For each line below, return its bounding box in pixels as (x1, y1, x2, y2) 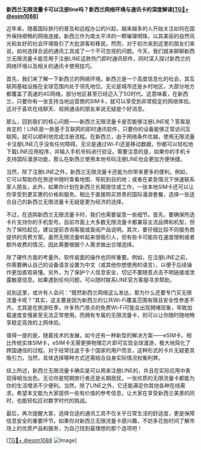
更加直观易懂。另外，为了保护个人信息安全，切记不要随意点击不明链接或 (11, 269, 190, 275)
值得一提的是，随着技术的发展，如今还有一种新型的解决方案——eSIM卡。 (6, 332, 187, 338)
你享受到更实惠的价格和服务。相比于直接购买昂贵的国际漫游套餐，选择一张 (6, 191, 190, 197)
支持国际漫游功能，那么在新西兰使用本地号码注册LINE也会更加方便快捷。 (6, 155, 185, 163)
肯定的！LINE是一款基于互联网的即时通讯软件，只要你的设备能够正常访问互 (6, 125, 191, 133)
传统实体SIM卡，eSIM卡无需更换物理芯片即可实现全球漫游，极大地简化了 (11, 339, 191, 346)
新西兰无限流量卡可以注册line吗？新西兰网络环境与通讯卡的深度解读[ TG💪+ (6, 6, 190, 13)
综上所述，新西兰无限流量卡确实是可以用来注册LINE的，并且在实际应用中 (6, 367, 185, 374)
